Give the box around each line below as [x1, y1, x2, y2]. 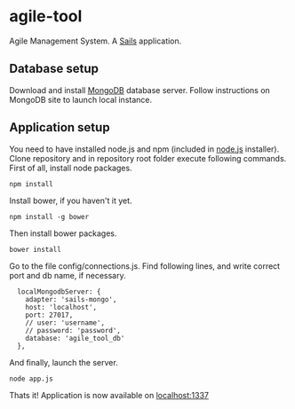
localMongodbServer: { [17, 287, 101, 296]
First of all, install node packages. [9, 162, 132, 173]
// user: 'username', [25, 318, 105, 327]
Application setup [9, 120, 110, 135]
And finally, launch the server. [9, 357, 118, 367]
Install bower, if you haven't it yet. [9, 195, 132, 206]
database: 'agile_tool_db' [25, 334, 125, 342]
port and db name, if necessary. [9, 270, 126, 280]
